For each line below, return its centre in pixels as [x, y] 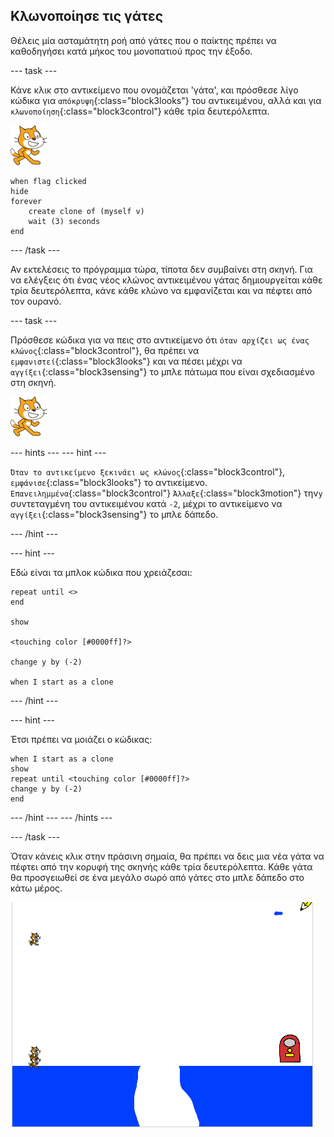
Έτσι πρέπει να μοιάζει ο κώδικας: [81, 739]
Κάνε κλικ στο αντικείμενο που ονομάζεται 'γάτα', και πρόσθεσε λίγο [154, 90]
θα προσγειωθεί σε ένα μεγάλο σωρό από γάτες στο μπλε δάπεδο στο [157, 877]
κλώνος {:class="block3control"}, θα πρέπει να [105, 350]
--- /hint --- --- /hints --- [61, 817]
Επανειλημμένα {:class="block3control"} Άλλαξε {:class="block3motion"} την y [166, 493]
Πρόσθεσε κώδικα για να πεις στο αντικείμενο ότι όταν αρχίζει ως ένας [160, 340]
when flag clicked [48, 181]
